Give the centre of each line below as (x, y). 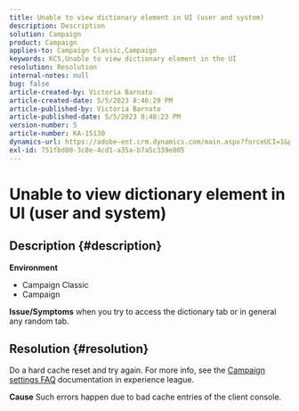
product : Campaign (43, 42)
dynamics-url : (36, 142)
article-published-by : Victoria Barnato (85, 109)
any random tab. (39, 321)
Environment (33, 267)
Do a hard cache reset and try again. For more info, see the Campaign (137, 370)
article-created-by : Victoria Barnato (81, 92)
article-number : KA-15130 (57, 134)
